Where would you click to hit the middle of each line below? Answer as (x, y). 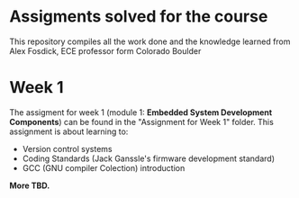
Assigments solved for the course (139, 17)
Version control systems (67, 148)
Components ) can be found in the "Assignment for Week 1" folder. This (142, 121)
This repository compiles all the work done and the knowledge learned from (150, 41)
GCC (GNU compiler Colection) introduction (104, 167)
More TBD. (30, 185)
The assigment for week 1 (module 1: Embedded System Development (141, 112)
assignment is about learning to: (69, 131)
